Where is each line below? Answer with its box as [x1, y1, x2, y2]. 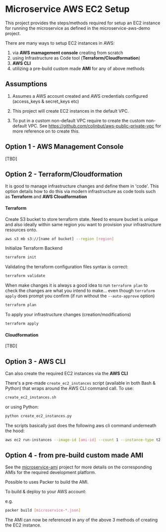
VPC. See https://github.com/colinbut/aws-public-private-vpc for [28, 123, 162, 129]
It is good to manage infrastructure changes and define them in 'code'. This [5, 183, 159, 189]
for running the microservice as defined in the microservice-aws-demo [5, 25, 150, 31]
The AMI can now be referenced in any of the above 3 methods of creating [5, 517, 158, 523]
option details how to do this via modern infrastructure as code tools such [5, 189, 156, 195]
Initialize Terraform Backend [5, 245, 63, 251]
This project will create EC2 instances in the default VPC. [12, 108, 129, 114]
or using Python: [5, 403, 39, 410]
